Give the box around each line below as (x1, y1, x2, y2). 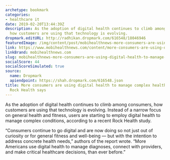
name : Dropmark (10, 73, 42, 78)
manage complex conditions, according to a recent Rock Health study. (5, 117, 152, 124)
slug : (5, 54, 17, 60)
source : (5, 69, 22, 74)
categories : (5, 12, 30, 17)
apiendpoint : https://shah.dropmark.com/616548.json (10, 78, 123, 83)
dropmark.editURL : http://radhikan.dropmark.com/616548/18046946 (5, 36, 146, 41)
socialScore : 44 (5, 59, 39, 64)
